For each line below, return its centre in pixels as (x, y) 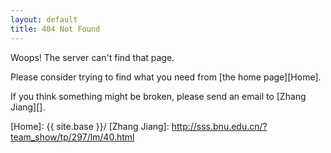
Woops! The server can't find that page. (92, 57)
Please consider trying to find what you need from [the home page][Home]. (166, 77)
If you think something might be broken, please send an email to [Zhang (158, 96)
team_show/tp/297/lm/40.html (72, 137)
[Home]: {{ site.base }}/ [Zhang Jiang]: (90, 126)
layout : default (44, 19)
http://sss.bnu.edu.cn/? (219, 126)
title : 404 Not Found (55, 29)
